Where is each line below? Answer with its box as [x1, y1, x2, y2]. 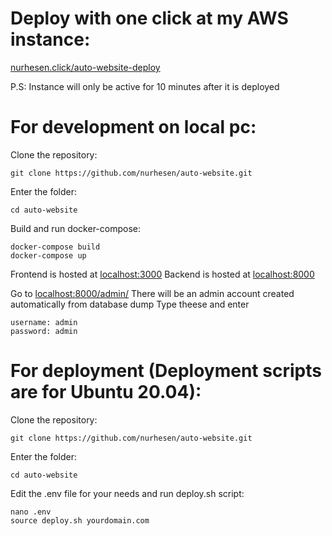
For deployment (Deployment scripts [10, 360, 322, 382]
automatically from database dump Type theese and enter [10, 298, 250, 310]
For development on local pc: [10, 116, 257, 139]
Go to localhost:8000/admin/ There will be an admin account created [10, 287, 295, 299]
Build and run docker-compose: [10, 222, 141, 234]
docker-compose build [10, 242, 101, 252]
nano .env [10, 507, 52, 517]
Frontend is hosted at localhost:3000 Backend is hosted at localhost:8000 [10, 268, 315, 280]
